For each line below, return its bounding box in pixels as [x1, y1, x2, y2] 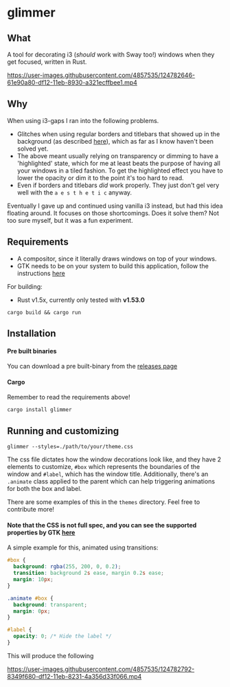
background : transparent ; [13, 601, 88, 608]
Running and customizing [7, 425, 119, 437]
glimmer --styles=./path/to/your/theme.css [7, 444, 134, 450]
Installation [7, 328, 56, 340]
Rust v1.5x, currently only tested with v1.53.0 [16, 296, 146, 304]
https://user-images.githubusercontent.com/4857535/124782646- [7, 71, 196, 79]
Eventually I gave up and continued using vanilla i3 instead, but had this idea [7, 201, 223, 210]
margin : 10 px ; [13, 576, 54, 583]
